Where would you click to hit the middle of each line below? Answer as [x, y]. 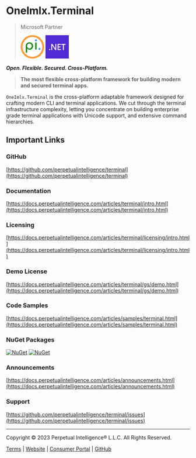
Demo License [27, 271]
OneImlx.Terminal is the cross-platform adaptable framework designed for [95, 97]
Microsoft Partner [41, 27]
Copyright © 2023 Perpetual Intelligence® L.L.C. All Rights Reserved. [89, 438]
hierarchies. [20, 122]
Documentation [29, 191]
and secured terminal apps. [54, 85]
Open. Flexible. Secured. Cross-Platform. [57, 68]
